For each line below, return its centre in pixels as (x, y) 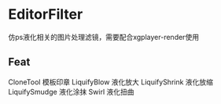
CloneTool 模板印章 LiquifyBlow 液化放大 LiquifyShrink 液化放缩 (111, 82)
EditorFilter (46, 14)
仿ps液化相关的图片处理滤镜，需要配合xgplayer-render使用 (103, 37)
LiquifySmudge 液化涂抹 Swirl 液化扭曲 (71, 91)
